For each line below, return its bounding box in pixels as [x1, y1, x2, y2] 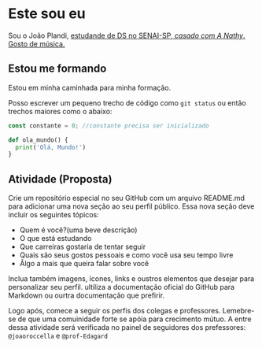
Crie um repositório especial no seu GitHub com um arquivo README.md [8, 194, 245, 203]
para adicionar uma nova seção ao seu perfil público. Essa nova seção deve [8, 202, 255, 211]
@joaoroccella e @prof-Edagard [8, 331, 109, 341]
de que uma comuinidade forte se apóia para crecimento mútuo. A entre [17, 314, 252, 324]
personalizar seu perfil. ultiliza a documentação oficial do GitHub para [8, 283, 234, 292]
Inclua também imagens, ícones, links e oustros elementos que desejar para [8, 274, 255, 283]
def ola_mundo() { [8, 135, 68, 144]
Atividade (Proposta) [8, 172, 113, 186]
